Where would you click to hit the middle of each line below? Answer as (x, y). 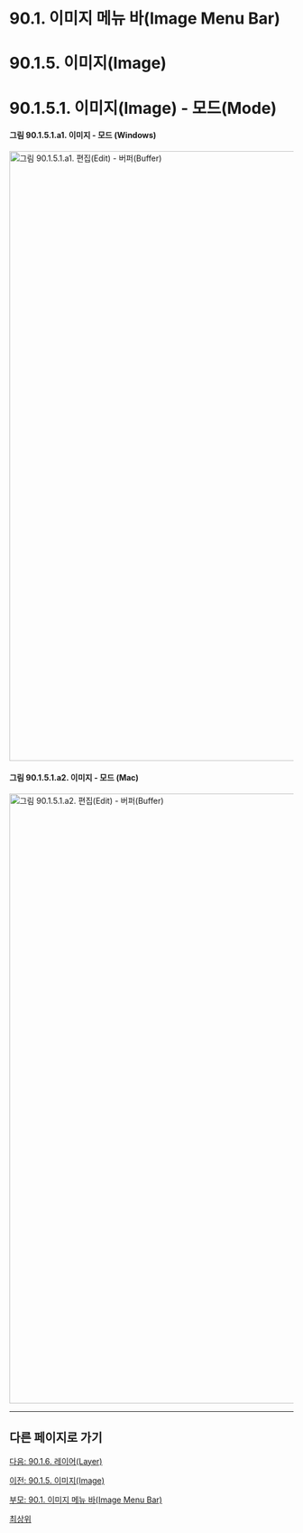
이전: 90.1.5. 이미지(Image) (57, 1480)
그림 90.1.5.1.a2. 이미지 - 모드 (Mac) (74, 778)
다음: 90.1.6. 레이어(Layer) (56, 1461)
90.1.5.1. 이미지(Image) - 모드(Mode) (143, 108)
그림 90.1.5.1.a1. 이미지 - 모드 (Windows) (83, 136)
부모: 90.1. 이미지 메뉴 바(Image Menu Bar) (86, 1500)
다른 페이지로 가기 (56, 1438)
